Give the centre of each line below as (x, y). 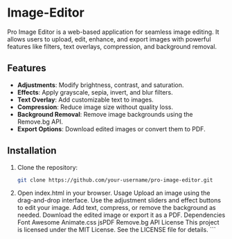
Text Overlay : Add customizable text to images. (85, 99)
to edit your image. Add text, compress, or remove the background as (116, 208)
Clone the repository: (47, 167)
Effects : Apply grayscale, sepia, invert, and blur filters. (95, 92)
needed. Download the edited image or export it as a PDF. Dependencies (121, 215)
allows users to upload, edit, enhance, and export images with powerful (109, 39)
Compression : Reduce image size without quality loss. (95, 107)
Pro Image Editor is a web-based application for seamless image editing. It (113, 32)
